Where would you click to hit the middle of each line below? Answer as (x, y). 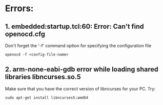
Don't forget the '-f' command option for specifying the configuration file (78, 46)
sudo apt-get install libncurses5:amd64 (47, 98)
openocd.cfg (25, 34)
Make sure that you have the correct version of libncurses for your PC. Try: (81, 88)
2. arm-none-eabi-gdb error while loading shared (82, 69)
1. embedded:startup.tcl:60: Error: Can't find (74, 26)
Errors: (19, 9)
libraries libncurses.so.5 (43, 77)
